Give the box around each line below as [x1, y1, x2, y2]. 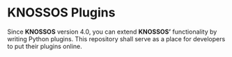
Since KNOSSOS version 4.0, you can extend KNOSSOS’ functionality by [7, 27, 217, 36]
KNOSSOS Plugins [7, 5, 116, 21]
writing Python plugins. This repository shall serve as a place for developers [7, 34, 226, 43]
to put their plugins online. [7, 42, 82, 50]
